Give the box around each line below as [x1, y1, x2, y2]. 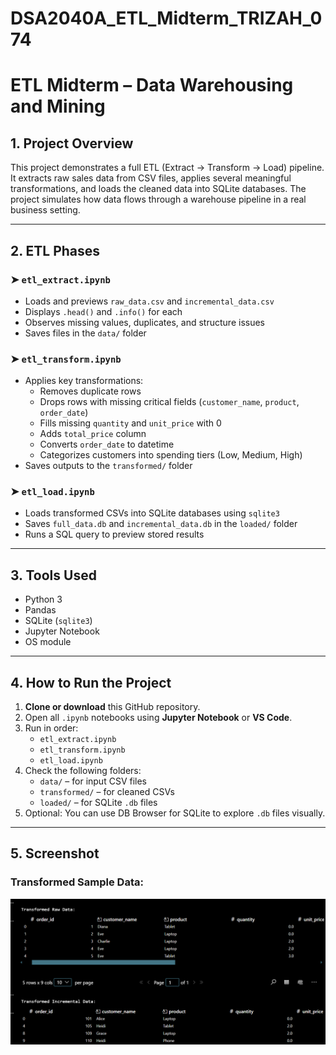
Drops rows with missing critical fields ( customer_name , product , [39, 396, 300, 408]
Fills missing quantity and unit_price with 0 [39, 417, 222, 429]
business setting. [10, 204, 81, 216]
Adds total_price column [39, 428, 147, 440]
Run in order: [24, 722, 79, 734]
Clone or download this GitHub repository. [24, 701, 201, 713]
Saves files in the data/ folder [24, 327, 147, 339]
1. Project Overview [10, 135, 134, 152]
